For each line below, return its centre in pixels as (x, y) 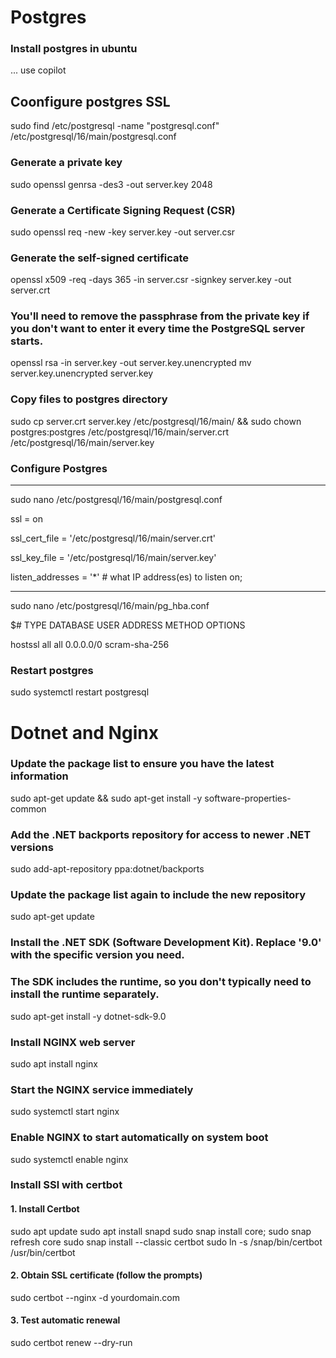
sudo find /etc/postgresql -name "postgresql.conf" (115, 126)
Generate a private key (66, 163)
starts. (27, 341)
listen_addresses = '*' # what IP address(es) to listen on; (126, 577)
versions (32, 847)
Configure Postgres (59, 468)
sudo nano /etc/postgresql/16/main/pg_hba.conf (110, 606)
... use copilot (38, 70)
